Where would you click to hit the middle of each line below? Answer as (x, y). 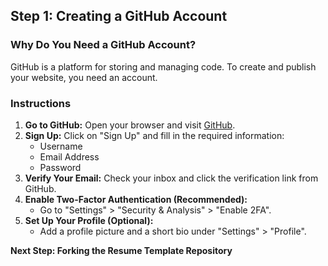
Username (61, 146)
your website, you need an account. (84, 77)
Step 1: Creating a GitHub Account (119, 16)
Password (60, 167)
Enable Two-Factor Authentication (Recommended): (136, 199)
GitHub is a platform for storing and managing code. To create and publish (163, 66)
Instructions (41, 103)
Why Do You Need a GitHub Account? (103, 45)
